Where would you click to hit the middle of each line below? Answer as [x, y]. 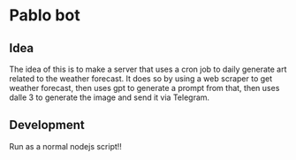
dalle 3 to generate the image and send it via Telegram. [110, 97]
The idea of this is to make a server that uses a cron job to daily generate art [148, 69]
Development [47, 125]
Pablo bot [45, 15]
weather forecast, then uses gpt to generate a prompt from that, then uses [144, 88]
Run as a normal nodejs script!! [65, 146]
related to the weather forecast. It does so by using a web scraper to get [141, 79]
